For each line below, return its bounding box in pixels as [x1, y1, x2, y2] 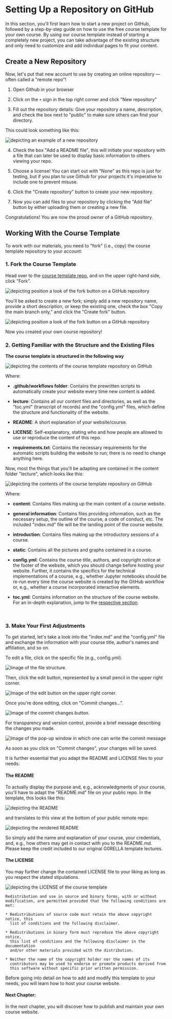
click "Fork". [5, 278, 31, 284]
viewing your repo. [12, 158, 53, 164]
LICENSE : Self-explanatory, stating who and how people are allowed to [12, 429, 163, 435]
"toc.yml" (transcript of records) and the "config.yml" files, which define [12, 404, 165, 410]
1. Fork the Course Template [5, 261, 77, 268]
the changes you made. [5, 725, 55, 732]
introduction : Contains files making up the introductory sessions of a [12, 531, 159, 537]
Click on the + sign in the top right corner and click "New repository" [12, 96, 157, 102]
